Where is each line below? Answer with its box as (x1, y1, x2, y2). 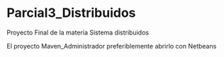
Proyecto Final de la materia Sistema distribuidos (6, 28, 150, 37)
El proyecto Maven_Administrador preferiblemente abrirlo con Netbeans (6, 42, 217, 50)
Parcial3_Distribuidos (6, 5, 136, 21)
